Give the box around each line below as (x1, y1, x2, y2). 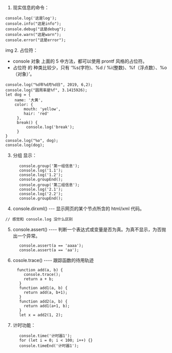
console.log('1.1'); (18, 168, 63, 173)
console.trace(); (24, 272, 61, 277)
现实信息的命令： (12, 5, 49, 10)
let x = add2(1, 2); (18, 312, 63, 318)
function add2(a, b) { (18, 299, 68, 304)
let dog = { (5, 92, 31, 97)
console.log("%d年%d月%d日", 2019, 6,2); (5, 82, 93, 87)
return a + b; (24, 276, 54, 282)
